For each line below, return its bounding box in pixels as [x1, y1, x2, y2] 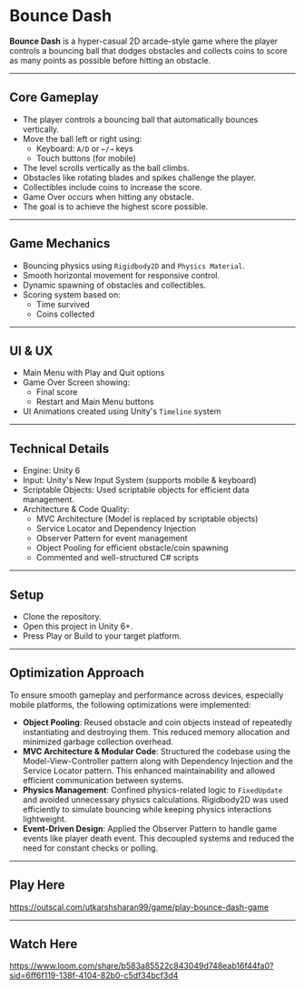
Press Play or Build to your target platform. [22, 631, 182, 641]
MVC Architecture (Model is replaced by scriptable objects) [35, 513, 259, 524]
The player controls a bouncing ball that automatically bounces [22, 114, 259, 125]
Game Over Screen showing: [22, 377, 131, 388]
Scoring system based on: [22, 288, 121, 300]
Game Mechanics [9, 236, 111, 251]
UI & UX [9, 343, 54, 358]
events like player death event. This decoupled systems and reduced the [22, 833, 295, 843]
